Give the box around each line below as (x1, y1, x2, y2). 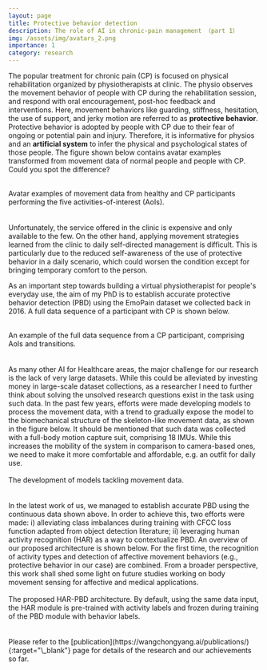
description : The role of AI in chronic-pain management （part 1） (8, 26, 239, 34)
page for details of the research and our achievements (72, 646, 252, 655)
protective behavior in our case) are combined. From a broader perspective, (8, 560, 258, 570)
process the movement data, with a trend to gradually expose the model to (8, 407, 254, 417)
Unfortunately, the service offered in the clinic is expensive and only (8, 223, 233, 232)
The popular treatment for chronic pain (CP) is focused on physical (8, 71, 229, 80)
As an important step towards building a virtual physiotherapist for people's (8, 281, 257, 290)
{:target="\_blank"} (8, 646, 71, 655)
